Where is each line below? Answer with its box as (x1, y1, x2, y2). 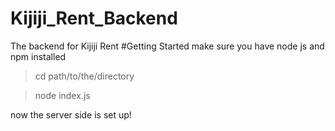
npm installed (10, 50, 67, 62)
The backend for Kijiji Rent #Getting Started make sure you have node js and (10, 40, 325, 52)
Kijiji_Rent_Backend (10, 7, 178, 30)
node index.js (34, 89, 91, 101)
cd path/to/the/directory (34, 70, 135, 82)
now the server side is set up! (10, 108, 132, 121)
